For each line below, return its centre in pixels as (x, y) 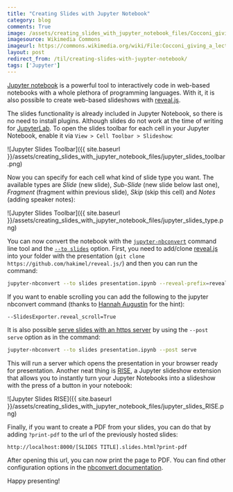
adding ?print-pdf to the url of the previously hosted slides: (93, 434)
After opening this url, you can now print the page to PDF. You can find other (116, 460)
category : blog (29, 20)
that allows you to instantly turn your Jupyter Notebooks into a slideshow (112, 378)
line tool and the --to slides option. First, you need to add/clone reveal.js (113, 248)
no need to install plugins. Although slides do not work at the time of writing (115, 121)
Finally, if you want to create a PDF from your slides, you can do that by (109, 427)
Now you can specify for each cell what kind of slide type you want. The (111, 177)
